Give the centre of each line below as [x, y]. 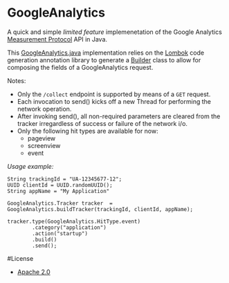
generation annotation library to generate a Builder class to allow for [104, 60]
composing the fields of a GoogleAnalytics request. [80, 67]
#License [20, 258]
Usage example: [30, 166]
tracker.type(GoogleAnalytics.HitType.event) [74, 221]
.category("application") [70, 227]
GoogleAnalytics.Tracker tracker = [60, 203]
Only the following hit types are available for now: [88, 131]
